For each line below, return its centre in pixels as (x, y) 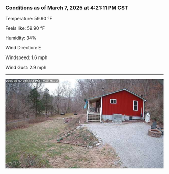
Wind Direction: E (23, 48)
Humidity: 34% (21, 38)
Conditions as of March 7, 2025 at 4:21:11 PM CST (67, 8)
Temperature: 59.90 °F (29, 19)
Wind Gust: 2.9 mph (26, 68)
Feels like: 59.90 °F (25, 28)
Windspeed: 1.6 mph (26, 57)
